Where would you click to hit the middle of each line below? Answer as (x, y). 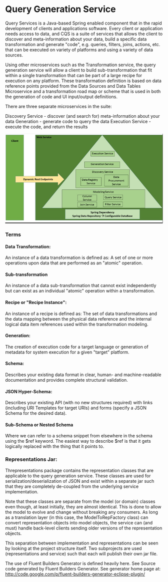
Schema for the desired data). (36, 413)
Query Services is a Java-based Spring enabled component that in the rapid (84, 23)
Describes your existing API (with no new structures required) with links (79, 403)
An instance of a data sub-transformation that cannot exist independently (81, 285)
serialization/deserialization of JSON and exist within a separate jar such (80, 481)
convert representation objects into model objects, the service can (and (79, 522)
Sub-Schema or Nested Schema (39, 425)
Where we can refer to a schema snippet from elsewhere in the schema (79, 436)
